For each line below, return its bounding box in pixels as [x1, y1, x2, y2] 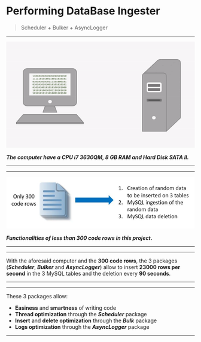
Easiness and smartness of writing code [14, 304, 117, 312]
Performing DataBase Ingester [6, 4, 160, 18]
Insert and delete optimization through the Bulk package [14, 317, 157, 324]
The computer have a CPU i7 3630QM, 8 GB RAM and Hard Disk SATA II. [6, 154, 190, 161]
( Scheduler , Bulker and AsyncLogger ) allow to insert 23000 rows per [6, 264, 181, 271]
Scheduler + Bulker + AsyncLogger [20, 24, 108, 31]
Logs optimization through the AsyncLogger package [14, 323, 150, 331]
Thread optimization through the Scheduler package [14, 311, 147, 318]
